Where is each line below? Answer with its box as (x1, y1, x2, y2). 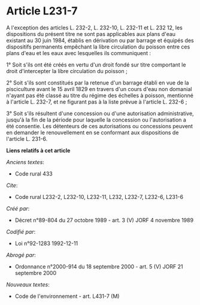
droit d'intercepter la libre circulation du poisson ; (6, 67, 128, 74)
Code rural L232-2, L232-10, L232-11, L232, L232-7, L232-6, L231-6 (14, 193, 184, 200)
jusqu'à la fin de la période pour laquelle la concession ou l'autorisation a (6, 116, 187, 123)
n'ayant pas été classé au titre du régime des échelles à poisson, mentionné (6, 92, 193, 99)
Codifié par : (6, 228, 36, 235)
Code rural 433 (14, 170, 53, 177)
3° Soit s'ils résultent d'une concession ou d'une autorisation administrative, (6, 110, 194, 117)
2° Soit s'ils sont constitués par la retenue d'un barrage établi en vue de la (6, 79, 189, 86)
